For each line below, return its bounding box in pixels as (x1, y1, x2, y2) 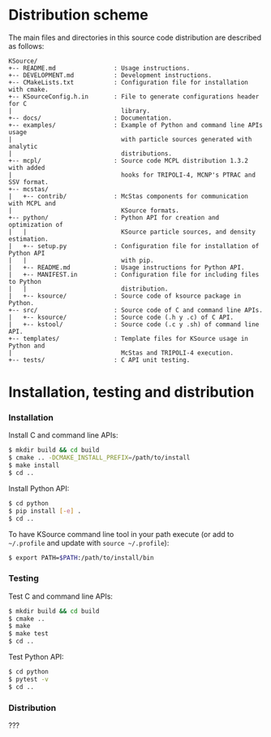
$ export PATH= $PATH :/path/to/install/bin (8, 553, 154, 562)
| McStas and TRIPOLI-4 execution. (8, 348, 234, 357)
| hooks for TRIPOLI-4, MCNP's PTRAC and (8, 171, 256, 179)
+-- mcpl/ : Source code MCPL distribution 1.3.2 (8, 156, 249, 164)
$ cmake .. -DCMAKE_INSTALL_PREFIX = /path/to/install (8, 454, 191, 462)
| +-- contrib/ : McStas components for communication (8, 192, 249, 200)
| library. (8, 107, 151, 115)
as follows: (8, 41, 45, 50)
